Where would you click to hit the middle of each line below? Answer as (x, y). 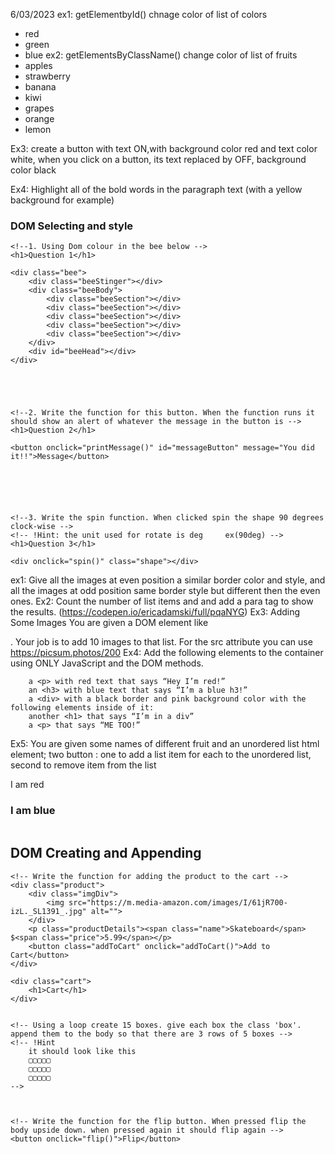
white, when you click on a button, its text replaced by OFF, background (158, 159)
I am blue (33, 811)
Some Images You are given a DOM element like (109, 623)
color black (33, 170)
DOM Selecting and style (72, 226)
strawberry (47, 76)
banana (40, 87)
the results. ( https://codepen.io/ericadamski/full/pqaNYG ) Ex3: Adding (155, 612)
